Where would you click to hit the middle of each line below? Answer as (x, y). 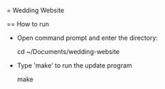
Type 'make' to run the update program (74, 66)
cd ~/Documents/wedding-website (68, 52)
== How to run (28, 24)
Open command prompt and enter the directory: (87, 38)
